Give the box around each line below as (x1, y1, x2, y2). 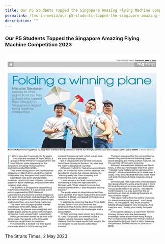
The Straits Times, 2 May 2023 (5, 233, 68, 239)
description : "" (5, 18, 38, 23)
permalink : (5, 13, 27, 18)
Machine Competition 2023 (5, 41, 72, 48)
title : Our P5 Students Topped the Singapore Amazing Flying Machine (5, 8, 151, 13)
